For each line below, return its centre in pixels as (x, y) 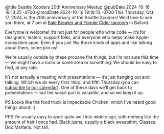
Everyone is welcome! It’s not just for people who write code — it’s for (75, 32)
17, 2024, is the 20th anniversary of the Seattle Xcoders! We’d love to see (79, 17)
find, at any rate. (22, 67)
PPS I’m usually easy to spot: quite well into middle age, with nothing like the (82, 117)
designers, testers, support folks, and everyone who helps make (70, 37)
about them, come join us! (31, 48)
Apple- (142, 37)
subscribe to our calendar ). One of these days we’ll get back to (69, 87)
